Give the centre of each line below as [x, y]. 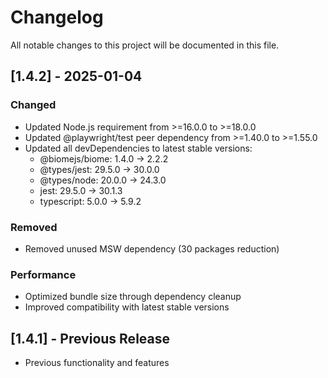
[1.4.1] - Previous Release [90, 338]
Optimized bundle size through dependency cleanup [133, 297]
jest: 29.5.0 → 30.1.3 [81, 190]
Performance [43, 274]
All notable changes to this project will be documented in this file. [145, 45]
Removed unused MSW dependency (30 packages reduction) [152, 248]
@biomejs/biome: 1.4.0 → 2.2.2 [104, 158]
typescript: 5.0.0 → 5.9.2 [90, 201]
